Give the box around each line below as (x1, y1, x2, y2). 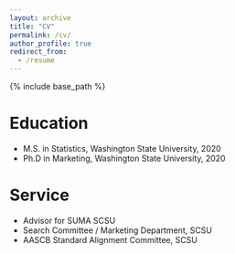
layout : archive (9, 13, 71, 23)
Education (9, 113, 89, 133)
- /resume (17, 56, 55, 65)
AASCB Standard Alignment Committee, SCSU (22, 234, 198, 245)
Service (9, 185, 70, 206)
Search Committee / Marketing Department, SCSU (22, 225, 213, 236)
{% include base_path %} (9, 81, 106, 91)
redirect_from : (9, 48, 68, 57)
